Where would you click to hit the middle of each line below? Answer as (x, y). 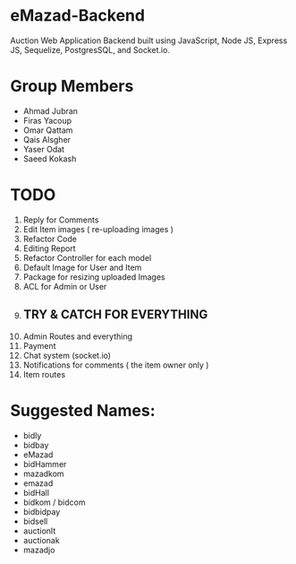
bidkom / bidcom (54, 502)
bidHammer (45, 464)
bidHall (36, 492)
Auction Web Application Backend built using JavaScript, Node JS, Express (149, 40)
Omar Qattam (48, 130)
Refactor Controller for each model (87, 257)
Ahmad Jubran (51, 111)
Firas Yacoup (47, 120)
